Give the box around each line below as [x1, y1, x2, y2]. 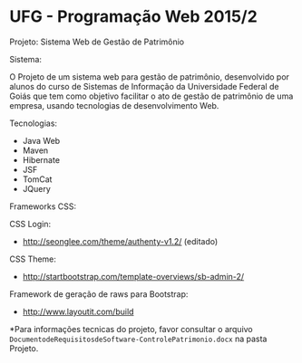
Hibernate [22, 154, 61, 165]
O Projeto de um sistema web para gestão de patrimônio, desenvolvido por [9, 71, 290, 82]
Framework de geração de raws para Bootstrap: [9, 288, 189, 300]
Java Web [22, 135, 61, 146]
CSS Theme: [9, 253, 57, 264]
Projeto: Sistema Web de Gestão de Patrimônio [9, 36, 184, 47]
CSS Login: [9, 218, 52, 229]
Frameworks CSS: [9, 201, 77, 212]
